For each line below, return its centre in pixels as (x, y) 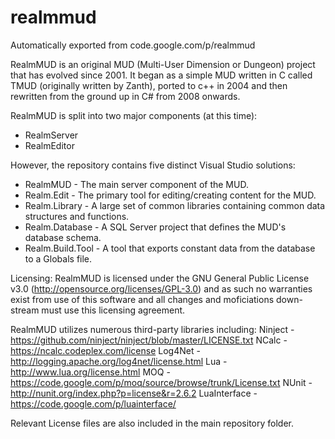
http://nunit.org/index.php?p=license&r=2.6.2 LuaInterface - (134, 393)
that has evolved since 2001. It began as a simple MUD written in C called (161, 75)
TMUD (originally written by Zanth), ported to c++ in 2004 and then (149, 85)
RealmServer (51, 135)
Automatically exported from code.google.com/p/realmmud (133, 45)
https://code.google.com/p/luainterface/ (93, 403)
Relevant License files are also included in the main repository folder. (152, 423)
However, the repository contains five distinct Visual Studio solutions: (153, 165)
